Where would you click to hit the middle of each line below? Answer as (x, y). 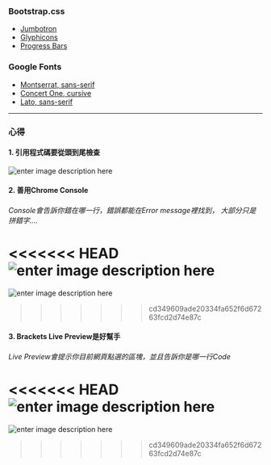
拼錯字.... (23, 220)
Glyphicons (39, 37)
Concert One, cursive (56, 93)
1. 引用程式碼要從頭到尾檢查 (54, 153)
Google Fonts (35, 67)
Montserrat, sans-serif (57, 84)
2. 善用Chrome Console (48, 191)
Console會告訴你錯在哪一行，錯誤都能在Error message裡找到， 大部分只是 (132, 210)
